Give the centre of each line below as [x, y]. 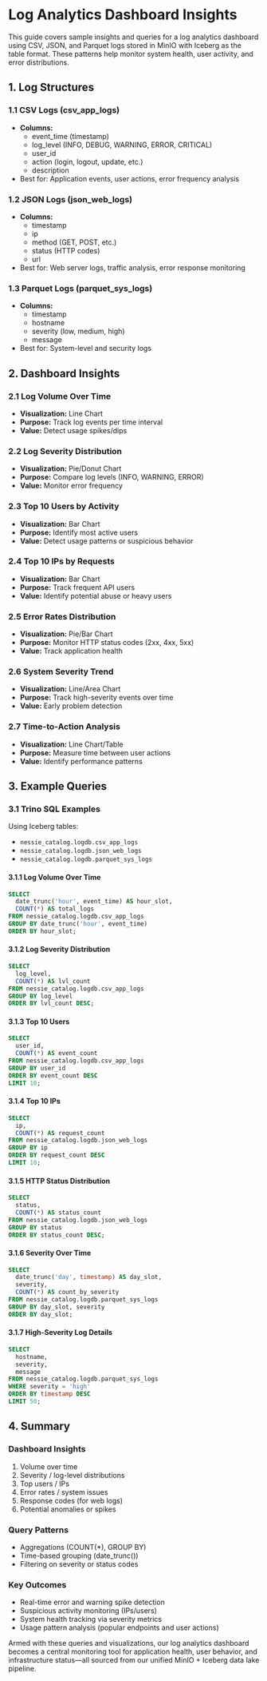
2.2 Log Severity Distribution [65, 451]
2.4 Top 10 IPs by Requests [62, 561]
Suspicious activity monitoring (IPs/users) [88, 1611]
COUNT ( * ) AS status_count [59, 1213]
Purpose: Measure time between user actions [95, 752]
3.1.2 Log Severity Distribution [59, 950]
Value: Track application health [71, 651]
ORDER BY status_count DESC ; [57, 1235]
